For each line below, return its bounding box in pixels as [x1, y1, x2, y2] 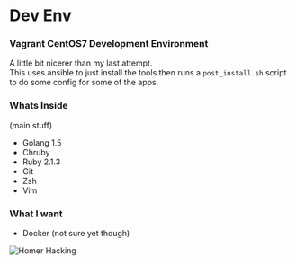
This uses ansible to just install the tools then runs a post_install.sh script [9, 67, 287, 78]
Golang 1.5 [22, 137, 62, 148]
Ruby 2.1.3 [22, 156, 61, 167]
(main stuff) [9, 119, 53, 130]
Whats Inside [9, 100, 68, 112]
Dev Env [9, 5, 72, 26]
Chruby [22, 146, 51, 157]
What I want [9, 208, 63, 220]
